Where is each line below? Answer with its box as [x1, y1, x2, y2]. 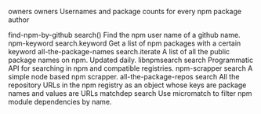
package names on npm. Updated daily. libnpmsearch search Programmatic [8, 55, 253, 64]
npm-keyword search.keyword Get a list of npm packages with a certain [8, 39, 241, 48]
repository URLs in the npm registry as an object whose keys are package [8, 80, 247, 90]
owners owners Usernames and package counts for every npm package [8, 7, 241, 16]
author [8, 15, 30, 24]
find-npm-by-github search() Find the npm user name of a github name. [8, 31, 241, 39]
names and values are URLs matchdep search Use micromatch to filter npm [8, 89, 252, 97]
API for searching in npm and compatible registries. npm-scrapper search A [8, 64, 253, 73]
